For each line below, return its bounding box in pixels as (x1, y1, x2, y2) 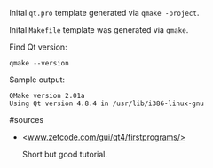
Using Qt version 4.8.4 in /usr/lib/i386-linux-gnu (9, 99, 204, 108)
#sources (9, 115, 44, 125)
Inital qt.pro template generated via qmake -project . (9, 8, 200, 18)
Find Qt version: (9, 42, 68, 52)
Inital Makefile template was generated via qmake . (9, 25, 189, 34)
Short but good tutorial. (21, 149, 108, 159)
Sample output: (9, 74, 65, 85)
